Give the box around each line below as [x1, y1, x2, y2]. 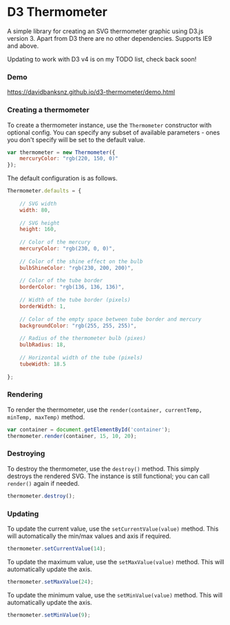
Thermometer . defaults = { [7, 188, 81, 195]
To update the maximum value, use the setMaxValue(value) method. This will [7, 557, 224, 566]
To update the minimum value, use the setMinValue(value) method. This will [7, 591, 222, 599]
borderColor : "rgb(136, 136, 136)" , [19, 284, 125, 290]
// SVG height [19, 219, 60, 226]
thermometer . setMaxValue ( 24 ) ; [7, 578, 94, 585]
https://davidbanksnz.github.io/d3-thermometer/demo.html [7, 88, 176, 97]
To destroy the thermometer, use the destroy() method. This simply [7, 464, 200, 473]
